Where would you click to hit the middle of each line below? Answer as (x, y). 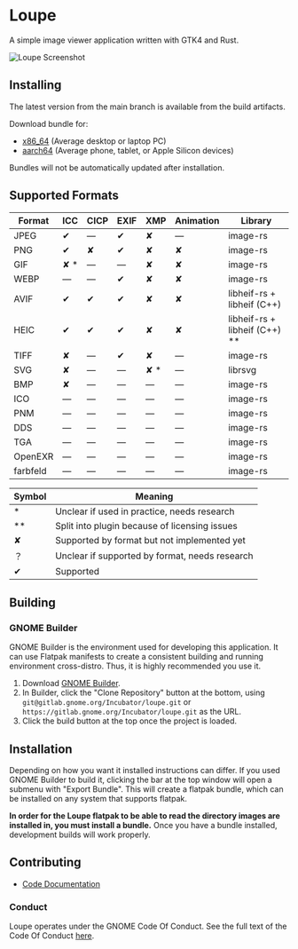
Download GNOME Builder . (71, 684)
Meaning (154, 496)
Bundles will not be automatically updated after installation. (117, 167)
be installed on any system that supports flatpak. (98, 799)
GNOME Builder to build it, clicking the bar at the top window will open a (141, 780)
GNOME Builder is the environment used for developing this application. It (144, 647)
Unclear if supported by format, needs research (154, 556)
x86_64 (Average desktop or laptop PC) (94, 141)
